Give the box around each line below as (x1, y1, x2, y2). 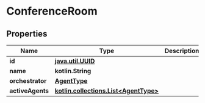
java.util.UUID (54, 57, 95, 65)
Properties (6, 29, 48, 39)
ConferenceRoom (6, 4, 98, 18)
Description (164, 47, 200, 55)
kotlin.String (54, 67, 92, 75)
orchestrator (9, 77, 47, 85)
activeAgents (9, 87, 49, 95)
